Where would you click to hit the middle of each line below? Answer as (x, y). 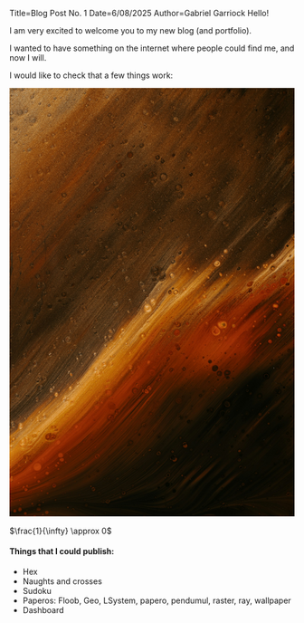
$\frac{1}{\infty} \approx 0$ (61, 531)
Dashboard (43, 609)
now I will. (28, 58)
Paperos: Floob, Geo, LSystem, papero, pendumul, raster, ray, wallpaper (157, 600)
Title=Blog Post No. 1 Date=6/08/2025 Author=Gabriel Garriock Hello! (139, 13)
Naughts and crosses (62, 581)
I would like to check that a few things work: (91, 75)
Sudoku (37, 590)
